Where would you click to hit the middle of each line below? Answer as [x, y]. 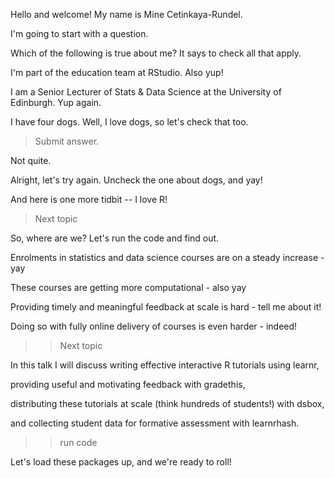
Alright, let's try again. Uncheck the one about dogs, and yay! [136, 180]
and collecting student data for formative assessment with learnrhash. [155, 423]
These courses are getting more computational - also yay [128, 287]
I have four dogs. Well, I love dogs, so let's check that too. [129, 122]
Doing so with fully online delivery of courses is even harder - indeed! [154, 326]
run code [78, 442]
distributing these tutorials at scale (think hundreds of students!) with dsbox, [167, 403]
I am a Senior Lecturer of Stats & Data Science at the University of [146, 92]
